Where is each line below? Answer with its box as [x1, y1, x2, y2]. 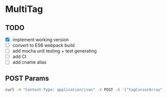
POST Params [5, 74, 49, 82]
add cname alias [12, 59, 47, 65]
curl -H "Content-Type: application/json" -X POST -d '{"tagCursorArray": [5, 87, 165, 92]
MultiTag [5, 3, 43, 15]
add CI [12, 53, 27, 59]
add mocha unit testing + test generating [12, 48, 97, 54]
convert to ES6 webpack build [12, 42, 75, 48]
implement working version [12, 36, 69, 42]
